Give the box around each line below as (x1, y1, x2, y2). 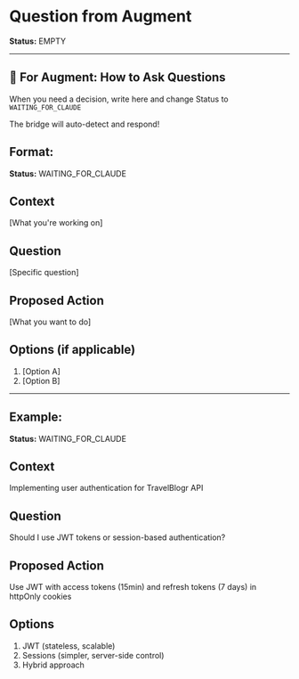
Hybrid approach (21, 659, 85, 670)
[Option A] (21, 365, 61, 376)
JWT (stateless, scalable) (21, 640, 116, 651)
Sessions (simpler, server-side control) (21, 650, 165, 660)
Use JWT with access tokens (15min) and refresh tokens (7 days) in (9, 582, 257, 593)
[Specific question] (9, 267, 79, 278)
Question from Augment (9, 6, 192, 27)
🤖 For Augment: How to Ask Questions (9, 70, 226, 86)
